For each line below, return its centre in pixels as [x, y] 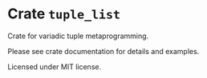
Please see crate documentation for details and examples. [103, 51]
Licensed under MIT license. [55, 66]
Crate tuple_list [64, 14]
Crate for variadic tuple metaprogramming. [78, 36]
